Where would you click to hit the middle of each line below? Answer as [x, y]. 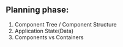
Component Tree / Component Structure [65, 24]
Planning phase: [37, 10]
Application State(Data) [44, 31]
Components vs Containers [49, 37]
